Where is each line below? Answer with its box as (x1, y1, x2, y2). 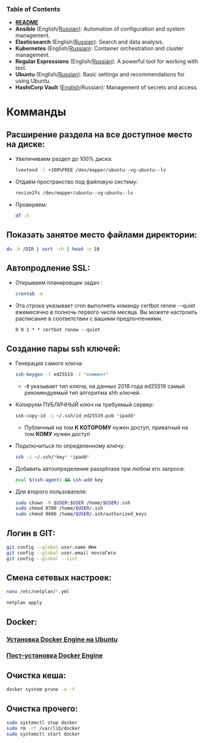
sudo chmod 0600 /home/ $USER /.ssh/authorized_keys (15, 511, 147, 517)
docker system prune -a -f (6, 687, 75, 693)
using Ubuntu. (15, 77, 51, 84)
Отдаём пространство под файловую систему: (15, 178, 139, 185)
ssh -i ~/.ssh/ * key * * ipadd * (15, 454, 90, 460)
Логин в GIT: (6, 528, 56, 538)
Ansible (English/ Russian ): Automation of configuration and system (15, 25, 185, 32)
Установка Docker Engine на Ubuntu (6, 635, 118, 643)
